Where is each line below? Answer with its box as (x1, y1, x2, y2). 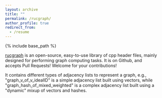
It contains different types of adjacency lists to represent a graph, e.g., (5, 72, 147, 78)
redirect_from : (5, 25, 36, 30)
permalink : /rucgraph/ (5, 16, 51, 21)
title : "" (5, 12, 25, 16)
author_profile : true (5, 20, 49, 26)
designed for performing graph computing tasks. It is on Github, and (5, 58, 142, 63)
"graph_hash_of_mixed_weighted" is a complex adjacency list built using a (5, 82, 155, 88)
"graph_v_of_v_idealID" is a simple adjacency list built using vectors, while (5, 77, 153, 83)
